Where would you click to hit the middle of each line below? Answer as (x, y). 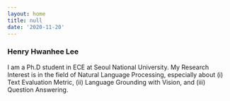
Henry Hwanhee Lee (43, 52)
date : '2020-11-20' (36, 27)
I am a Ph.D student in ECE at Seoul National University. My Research (108, 67)
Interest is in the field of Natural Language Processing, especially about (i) (115, 74)
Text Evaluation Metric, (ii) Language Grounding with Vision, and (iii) (107, 82)
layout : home (27, 14)
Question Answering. (38, 90)
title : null (25, 20)
